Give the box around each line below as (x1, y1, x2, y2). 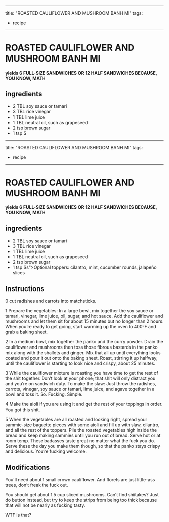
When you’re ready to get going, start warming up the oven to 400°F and (5, 324, 157, 329)
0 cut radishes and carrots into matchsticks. (5, 298, 97, 304)
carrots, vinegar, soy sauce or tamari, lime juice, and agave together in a (5, 386, 155, 392)
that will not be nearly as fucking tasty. (5, 502, 86, 508)
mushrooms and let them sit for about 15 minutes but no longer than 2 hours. (5, 318, 164, 324)
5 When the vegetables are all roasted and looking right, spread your (5, 417, 147, 422)
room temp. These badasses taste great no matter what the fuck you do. (5, 438, 155, 444)
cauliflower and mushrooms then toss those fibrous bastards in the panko (5, 344, 158, 350)
